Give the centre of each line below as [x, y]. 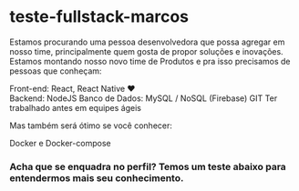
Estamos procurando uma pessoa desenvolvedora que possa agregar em [147, 42]
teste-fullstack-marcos [99, 17]
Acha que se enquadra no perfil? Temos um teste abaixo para [148, 166]
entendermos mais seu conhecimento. [97, 177]
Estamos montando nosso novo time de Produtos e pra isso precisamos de [150, 61]
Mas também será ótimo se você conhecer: [91, 126]
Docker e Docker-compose [60, 143]
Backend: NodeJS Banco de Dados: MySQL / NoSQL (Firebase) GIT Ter [144, 98]
